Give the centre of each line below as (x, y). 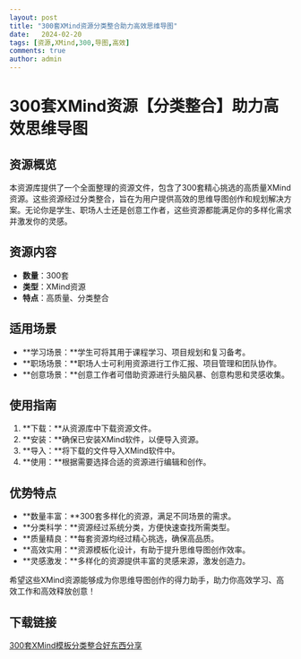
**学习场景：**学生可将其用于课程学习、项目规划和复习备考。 (136, 352)
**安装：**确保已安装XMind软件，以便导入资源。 (113, 440)
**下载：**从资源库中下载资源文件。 (89, 428)
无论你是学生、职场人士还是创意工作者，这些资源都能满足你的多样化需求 (158, 210)
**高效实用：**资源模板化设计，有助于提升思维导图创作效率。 (136, 550)
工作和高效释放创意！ (56, 591)
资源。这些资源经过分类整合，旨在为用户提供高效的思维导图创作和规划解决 (146, 199)
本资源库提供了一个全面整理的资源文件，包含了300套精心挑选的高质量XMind (150, 188)
